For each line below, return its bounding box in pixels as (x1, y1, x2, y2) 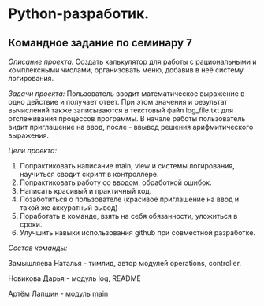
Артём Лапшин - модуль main (8, 289, 109, 298)
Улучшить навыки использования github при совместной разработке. (19, 228, 256, 237)
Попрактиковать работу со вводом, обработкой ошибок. (19, 178, 212, 187)
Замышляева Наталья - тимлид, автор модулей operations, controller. (8, 259, 242, 267)
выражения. (8, 131, 50, 140)
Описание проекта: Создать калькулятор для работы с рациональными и (8, 57, 257, 66)
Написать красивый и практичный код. (19, 186, 152, 195)
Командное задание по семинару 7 (8, 36, 193, 50)
